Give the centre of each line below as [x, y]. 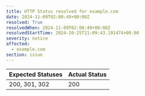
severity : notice [27, 38]
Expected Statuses [36, 74]
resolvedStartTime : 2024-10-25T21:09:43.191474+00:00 [73, 33]
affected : [18, 44]
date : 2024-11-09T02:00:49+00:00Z [48, 17]
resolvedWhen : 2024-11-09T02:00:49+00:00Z [58, 28]
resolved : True [24, 22]
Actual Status [87, 74]
